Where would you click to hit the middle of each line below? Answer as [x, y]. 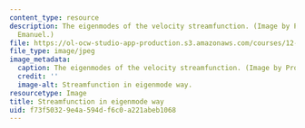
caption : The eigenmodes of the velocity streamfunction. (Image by [150, 69]
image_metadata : [40, 59]
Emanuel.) [36, 34]
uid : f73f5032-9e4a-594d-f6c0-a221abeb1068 [93, 110]
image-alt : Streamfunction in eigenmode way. [105, 85]
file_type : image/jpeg [52, 51]
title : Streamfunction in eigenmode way [87, 101]
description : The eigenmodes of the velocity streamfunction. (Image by [150, 26]
